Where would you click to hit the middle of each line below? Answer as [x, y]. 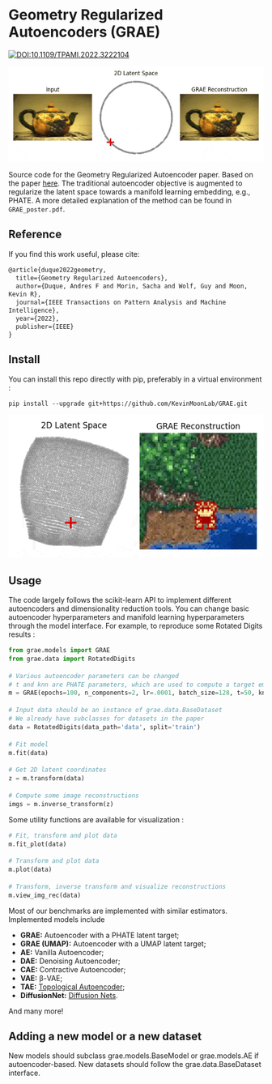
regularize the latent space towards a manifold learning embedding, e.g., [130, 191]
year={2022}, [38, 318]
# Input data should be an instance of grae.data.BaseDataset [115, 711]
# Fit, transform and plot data [63, 835]
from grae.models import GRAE [59, 651]
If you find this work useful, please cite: [74, 254]
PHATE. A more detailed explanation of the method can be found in [120, 200]
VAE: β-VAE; [41, 978]
